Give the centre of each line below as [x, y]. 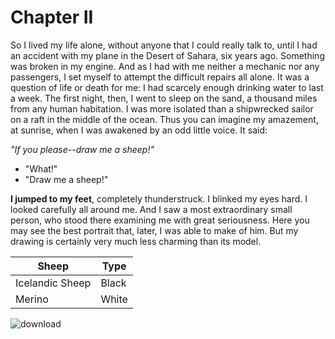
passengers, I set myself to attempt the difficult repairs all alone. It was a [160, 77]
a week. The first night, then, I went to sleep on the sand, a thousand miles [164, 98]
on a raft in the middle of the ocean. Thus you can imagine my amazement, [164, 119]
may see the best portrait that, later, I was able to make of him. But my [154, 230]
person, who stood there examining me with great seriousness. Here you [160, 220]
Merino [32, 299]
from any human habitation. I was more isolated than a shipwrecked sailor [162, 108]
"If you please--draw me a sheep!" [82, 149]
